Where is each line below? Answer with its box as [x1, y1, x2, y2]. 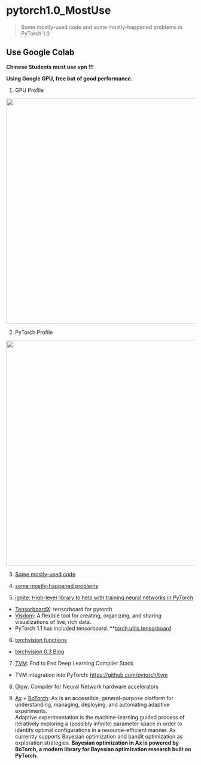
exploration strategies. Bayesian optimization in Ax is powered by [14, 739, 179, 746]
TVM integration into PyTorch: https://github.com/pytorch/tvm [14, 671, 168, 679]
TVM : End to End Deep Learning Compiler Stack [14, 659, 134, 667]
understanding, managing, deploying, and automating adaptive [14, 701, 170, 708]
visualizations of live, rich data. [14, 618, 92, 625]
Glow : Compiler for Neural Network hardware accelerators [14, 683, 159, 690]
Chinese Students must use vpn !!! [6, 63, 94, 70]
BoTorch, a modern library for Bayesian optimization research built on [14, 745, 191, 752]
